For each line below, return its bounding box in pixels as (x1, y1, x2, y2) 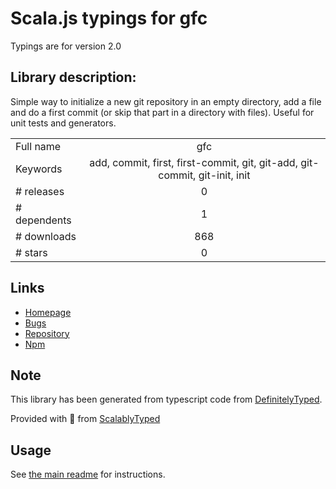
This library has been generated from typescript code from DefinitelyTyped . (10, 393, 323, 406)
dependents (15, 213, 72, 227)
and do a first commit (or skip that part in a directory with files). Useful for (10, 106, 315, 118)
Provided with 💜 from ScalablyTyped (10, 413, 161, 425)
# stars (15, 245, 48, 259)
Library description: (10, 69, 137, 86)
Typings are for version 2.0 (10, 40, 122, 52)
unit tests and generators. (10, 117, 117, 129)
